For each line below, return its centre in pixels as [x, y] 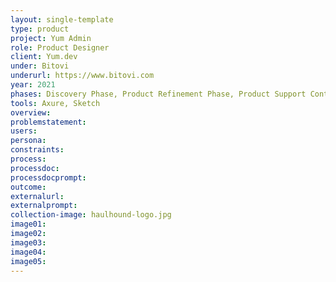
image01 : [28, 224]
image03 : [28, 242]
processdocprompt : [48, 177]
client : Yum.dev [44, 57]
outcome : [28, 187]
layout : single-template [62, 19]
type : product [40, 29]
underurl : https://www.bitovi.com [82, 76]
